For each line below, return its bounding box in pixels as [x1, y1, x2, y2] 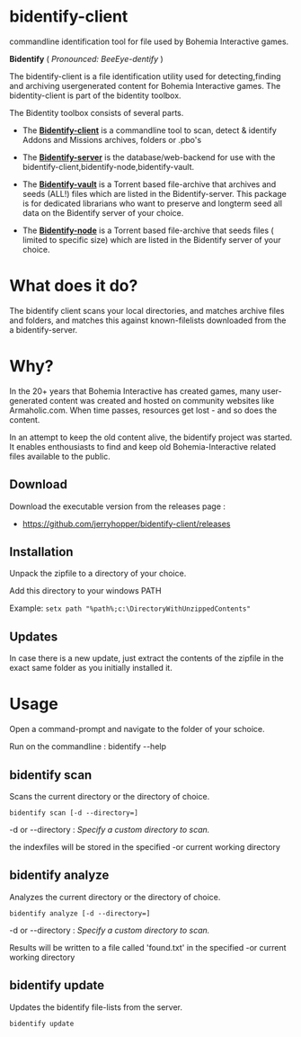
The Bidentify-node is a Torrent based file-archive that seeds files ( [22, 225, 274, 236]
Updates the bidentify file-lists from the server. [9, 1001, 182, 1013]
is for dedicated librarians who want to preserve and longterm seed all [22, 198, 283, 209]
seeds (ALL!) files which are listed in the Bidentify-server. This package [22, 188, 288, 199]
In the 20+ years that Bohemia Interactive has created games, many [9, 385, 261, 397]
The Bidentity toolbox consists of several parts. [9, 107, 184, 118]
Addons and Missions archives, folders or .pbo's [22, 134, 202, 145]
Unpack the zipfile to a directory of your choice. [9, 568, 187, 579]
